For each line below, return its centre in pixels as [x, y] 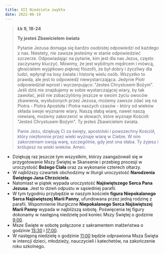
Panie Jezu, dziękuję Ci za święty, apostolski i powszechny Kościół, [86, 131]
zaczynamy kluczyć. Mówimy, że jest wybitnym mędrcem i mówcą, [86, 63]
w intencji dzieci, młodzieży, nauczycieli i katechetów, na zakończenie [84, 241]
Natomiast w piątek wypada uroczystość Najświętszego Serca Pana [82, 183]
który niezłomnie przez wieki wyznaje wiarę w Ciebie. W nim [79, 136]
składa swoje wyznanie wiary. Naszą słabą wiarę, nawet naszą [81, 111]
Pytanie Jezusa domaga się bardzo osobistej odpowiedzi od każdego [88, 48]
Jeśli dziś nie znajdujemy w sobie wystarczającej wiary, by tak [81, 90]
